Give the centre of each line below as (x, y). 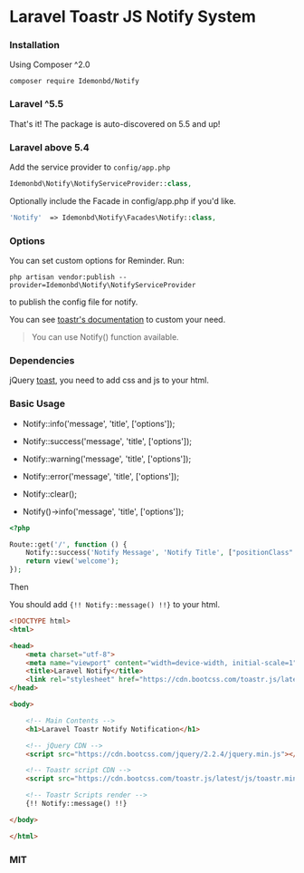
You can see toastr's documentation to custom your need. (118, 320)
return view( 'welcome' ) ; (72, 561)
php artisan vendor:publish (62, 277)
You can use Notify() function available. (105, 337)
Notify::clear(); (50, 494)
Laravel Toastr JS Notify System (133, 17)
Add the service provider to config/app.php (90, 167)
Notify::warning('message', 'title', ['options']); (107, 459)
